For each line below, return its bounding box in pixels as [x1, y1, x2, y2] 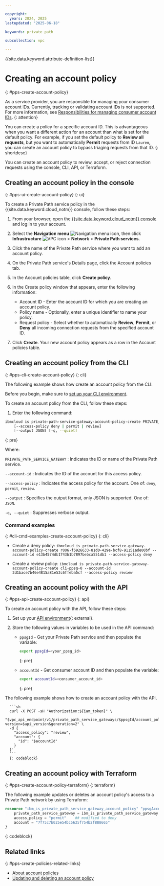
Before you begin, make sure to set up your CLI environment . [5, 391, 128, 396]
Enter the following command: [12, 410, 73, 416]
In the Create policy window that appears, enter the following [12, 284, 135, 290]
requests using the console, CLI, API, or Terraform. [5, 164, 107, 170]
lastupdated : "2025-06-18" [5, 21, 60, 25]
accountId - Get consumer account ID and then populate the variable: [19, 667, 159, 673]
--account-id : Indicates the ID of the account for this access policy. [5, 471, 142, 477]
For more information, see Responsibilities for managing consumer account [5, 109, 157, 115]
